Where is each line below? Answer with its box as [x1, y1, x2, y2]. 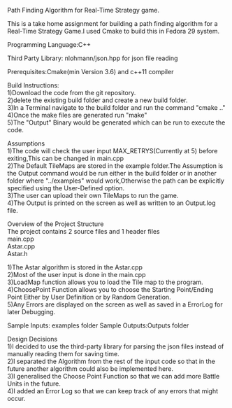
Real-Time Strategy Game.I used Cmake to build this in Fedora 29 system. [7, 27, 220, 35]
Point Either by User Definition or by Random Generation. [7, 293, 171, 301]
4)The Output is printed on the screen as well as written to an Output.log [7, 199, 216, 207]
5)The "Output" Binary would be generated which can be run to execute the [7, 118, 226, 127]
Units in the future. [7, 379, 61, 388]
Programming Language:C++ [7, 41, 92, 48]
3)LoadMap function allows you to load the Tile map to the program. [7, 278, 204, 286]
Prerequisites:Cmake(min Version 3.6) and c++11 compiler [7, 68, 174, 76]
